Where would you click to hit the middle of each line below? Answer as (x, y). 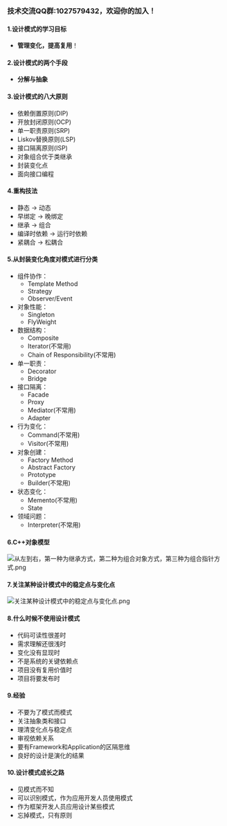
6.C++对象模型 (29, 542)
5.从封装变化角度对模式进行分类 (53, 259)
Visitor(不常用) (48, 443)
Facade (38, 394)
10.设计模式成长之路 (36, 773)
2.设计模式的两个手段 (37, 62)
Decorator (42, 371)
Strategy (40, 291)
